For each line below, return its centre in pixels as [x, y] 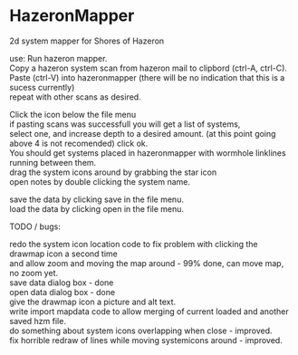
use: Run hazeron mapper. [58, 58]
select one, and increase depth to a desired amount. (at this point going [143, 133]
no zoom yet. [34, 273]
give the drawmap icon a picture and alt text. [93, 302]
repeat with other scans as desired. [76, 97]
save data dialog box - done [62, 283]
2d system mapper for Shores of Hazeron [87, 41]
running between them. [53, 162]
